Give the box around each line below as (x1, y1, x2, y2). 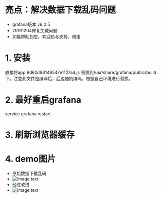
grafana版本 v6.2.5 (12, 21, 50, 27)
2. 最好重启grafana (5, 94, 82, 106)
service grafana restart (5, 110, 51, 117)
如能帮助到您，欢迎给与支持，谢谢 (12, 34, 81, 39)
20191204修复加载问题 (12, 27, 57, 33)
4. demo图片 (5, 154, 56, 164)
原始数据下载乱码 (12, 170, 47, 176)
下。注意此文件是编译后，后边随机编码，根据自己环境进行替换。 (5, 75, 133, 81)
